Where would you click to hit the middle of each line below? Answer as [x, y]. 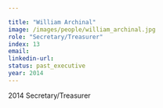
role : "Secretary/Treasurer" [56, 37]
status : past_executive [47, 66]
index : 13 [24, 44]
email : [19, 52]
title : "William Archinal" [52, 22]
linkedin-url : [31, 59]
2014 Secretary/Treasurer [50, 95]
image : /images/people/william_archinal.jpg [82, 29]
